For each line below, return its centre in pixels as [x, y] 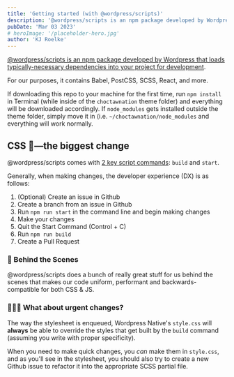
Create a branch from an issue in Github [75, 204]
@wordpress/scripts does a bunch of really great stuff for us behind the [110, 275]
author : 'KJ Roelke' [37, 40]
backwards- [179, 282]
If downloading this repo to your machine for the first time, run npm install [114, 94]
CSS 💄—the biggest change [68, 146]
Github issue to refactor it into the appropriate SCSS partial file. [97, 366]
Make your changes [46, 219]
